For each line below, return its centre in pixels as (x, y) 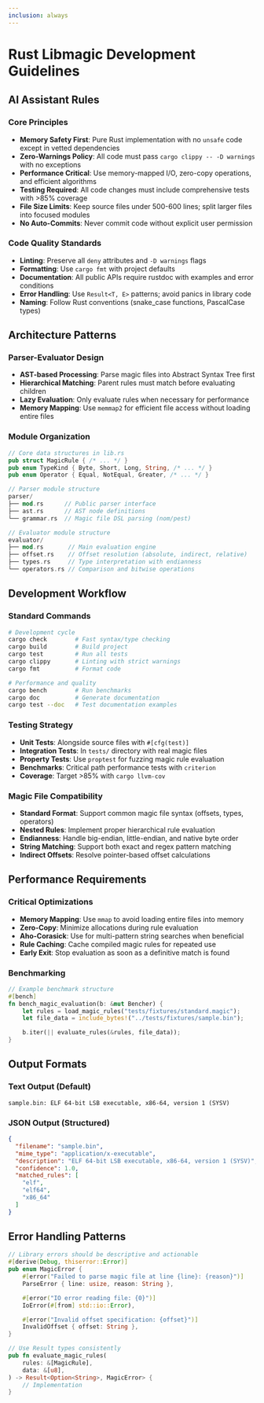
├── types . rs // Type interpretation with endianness (105, 562)
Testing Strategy (40, 725)
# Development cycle (42, 632)
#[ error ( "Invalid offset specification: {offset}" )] (110, 1320)
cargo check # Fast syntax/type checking (89, 640)
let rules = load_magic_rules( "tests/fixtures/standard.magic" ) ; (132, 1011)
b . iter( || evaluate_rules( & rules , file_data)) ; (101, 1033)
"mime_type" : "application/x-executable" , (86, 1153)
